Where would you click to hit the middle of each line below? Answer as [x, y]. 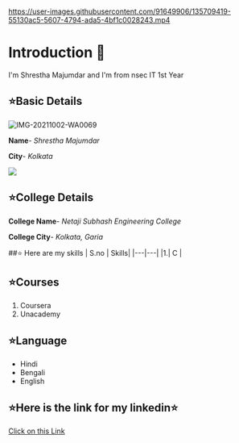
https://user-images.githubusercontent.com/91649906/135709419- [120, 11]
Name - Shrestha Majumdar [54, 140]
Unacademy [40, 314]
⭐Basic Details [45, 101]
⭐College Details [51, 198]
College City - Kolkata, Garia [56, 236]
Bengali [33, 373]
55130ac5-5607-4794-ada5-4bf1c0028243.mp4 [89, 20]
